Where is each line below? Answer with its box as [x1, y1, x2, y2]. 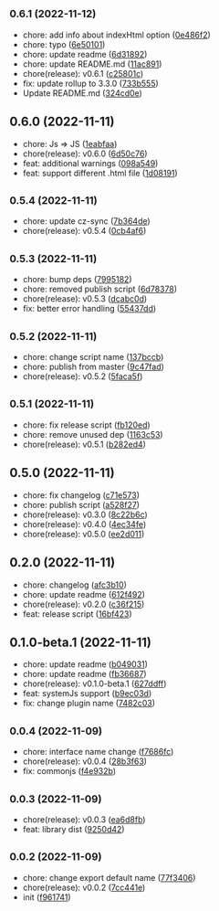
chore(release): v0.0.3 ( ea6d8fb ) [22, 813, 146, 825]
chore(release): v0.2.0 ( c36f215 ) [22, 599, 145, 609]
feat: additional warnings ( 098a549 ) [22, 157, 159, 168]
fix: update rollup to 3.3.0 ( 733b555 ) [22, 78, 160, 89]
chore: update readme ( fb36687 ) [22, 669, 148, 680]
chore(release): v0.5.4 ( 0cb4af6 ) [22, 226, 147, 237]
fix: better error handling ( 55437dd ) [22, 303, 157, 314]
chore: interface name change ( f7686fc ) [22, 747, 174, 757]
